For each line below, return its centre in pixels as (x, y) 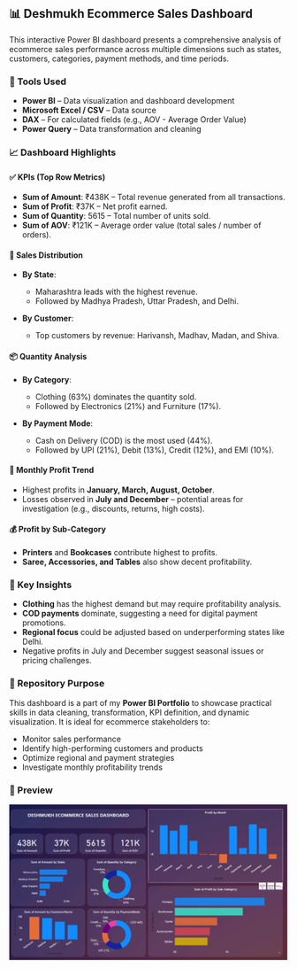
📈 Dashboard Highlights (63, 152)
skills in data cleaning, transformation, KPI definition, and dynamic (129, 712)
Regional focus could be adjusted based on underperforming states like (153, 632)
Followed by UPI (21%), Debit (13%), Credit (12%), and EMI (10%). (154, 450)
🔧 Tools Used (38, 81)
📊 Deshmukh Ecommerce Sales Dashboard (131, 14)
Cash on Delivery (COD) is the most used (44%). (124, 440)
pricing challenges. (57, 661)
